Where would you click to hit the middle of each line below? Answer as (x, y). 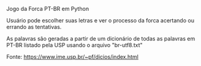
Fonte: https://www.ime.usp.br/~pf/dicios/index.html (73, 57)
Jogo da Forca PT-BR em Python (48, 9)
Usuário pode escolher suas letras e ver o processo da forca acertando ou (100, 20)
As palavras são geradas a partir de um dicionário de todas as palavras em (101, 38)
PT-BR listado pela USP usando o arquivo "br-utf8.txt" (74, 45)
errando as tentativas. (34, 27)
